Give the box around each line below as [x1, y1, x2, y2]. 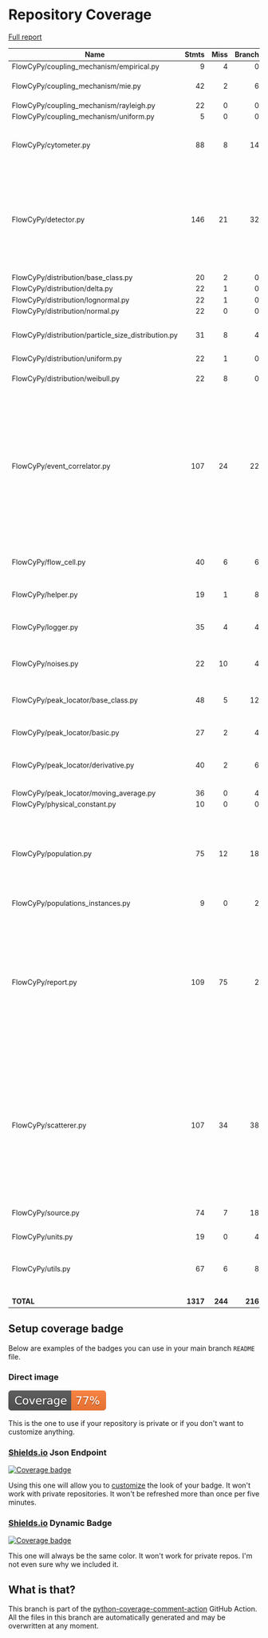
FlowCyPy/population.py [11, 848, 93, 858]
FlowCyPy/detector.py [11, 214, 85, 225]
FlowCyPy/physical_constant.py [11, 799, 116, 809]
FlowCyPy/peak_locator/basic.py [11, 727, 120, 737]
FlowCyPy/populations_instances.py [11, 898, 131, 907]
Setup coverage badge [8, 1322, 124, 1336]
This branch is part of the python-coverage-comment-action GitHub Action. [8, 1604, 258, 1614]
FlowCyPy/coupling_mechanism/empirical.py [11, 62, 160, 71]
